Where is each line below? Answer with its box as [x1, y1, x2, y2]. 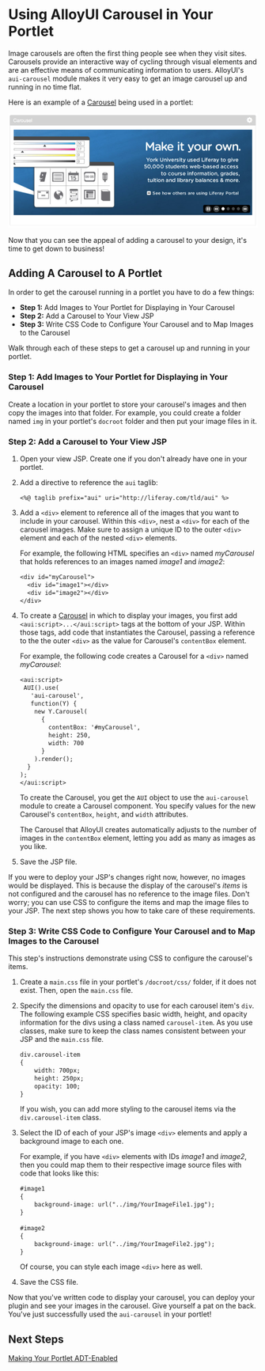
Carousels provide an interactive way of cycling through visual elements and [8, 57, 257, 66]
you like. [19, 841, 47, 851]
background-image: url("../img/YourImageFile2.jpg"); [34, 1240, 215, 1248]
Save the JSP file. [19, 857, 78, 866]
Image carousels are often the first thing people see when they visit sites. [8, 48, 248, 58]
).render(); [34, 755, 74, 763]
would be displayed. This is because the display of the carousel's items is [8, 881, 248, 890]
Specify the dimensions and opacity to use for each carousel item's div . [19, 1001, 255, 1010]
